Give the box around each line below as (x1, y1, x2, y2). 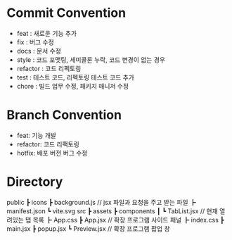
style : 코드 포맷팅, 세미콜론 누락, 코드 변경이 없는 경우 (16, 55, 166, 64)
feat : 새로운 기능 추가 (16, 29, 77, 37)
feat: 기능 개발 (16, 131, 57, 139)
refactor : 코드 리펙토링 (16, 64, 82, 72)
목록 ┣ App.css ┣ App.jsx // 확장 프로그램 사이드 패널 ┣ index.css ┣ (32, 215, 224, 224)
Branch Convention (6, 107, 122, 123)
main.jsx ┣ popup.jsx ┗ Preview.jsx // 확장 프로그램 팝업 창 (6, 224, 170, 233)
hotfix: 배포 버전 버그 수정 (16, 149, 88, 157)
